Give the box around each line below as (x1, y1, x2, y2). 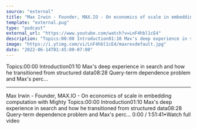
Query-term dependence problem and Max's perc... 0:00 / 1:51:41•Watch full (6, 111, 191, 118)
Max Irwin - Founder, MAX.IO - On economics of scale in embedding (6, 92, 172, 99)
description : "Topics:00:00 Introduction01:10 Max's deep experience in (6, 36, 188, 42)
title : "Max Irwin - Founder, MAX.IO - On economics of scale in (6, 14, 169, 20)
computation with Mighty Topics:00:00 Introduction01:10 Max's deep (6, 98, 172, 106)
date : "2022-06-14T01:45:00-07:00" (6, 47, 93, 53)
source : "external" (6, 8, 54, 15)
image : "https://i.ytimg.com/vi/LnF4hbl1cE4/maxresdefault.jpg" (6, 42, 167, 47)
